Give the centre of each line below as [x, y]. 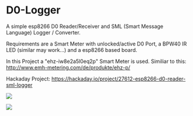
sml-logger [19, 85]
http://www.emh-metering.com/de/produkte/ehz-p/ [68, 67]
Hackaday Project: [28, 79]
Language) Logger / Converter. [43, 32]
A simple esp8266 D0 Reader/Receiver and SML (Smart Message [85, 26]
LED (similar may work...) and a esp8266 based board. [72, 50]
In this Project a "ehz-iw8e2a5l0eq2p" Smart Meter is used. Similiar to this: [96, 61]
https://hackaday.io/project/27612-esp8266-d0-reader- [119, 79]
